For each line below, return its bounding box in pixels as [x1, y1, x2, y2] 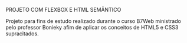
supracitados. [5, 30, 39, 37]
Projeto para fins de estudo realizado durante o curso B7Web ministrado [5, 18, 181, 24]
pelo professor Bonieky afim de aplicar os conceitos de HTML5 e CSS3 [5, 24, 179, 31]
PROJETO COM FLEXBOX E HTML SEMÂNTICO [5, 6, 122, 13]
